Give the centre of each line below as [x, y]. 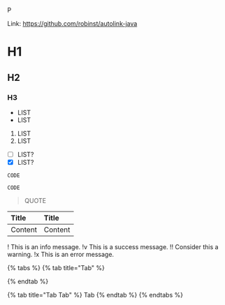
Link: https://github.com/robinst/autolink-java [72, 23]
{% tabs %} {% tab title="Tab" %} [56, 268]
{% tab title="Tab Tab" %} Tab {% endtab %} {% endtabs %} [95, 295]
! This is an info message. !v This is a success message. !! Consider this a [113, 247]
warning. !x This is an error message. [60, 254]
